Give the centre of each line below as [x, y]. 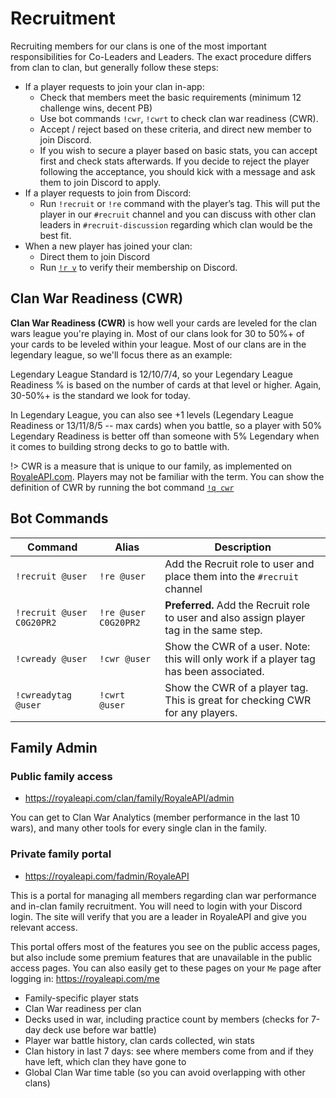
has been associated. [214, 671]
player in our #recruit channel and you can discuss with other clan [178, 214]
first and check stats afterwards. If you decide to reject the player [174, 161]
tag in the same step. [213, 630]
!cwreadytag [44, 695]
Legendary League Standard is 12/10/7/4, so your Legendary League [151, 374]
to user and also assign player [235, 617]
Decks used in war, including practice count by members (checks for [166, 1019]
